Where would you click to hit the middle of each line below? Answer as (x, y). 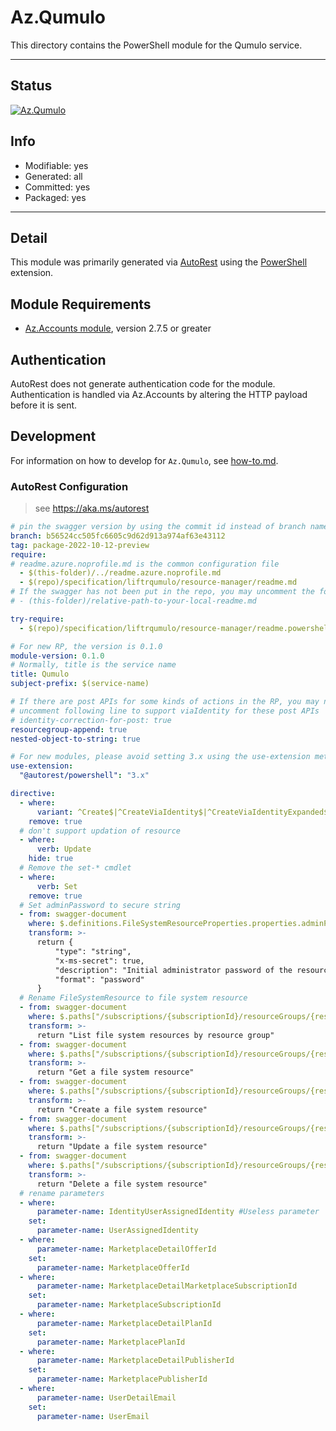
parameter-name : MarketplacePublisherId (122, 1379)
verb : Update (64, 849)
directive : (33, 794)
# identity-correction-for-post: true (91, 720)
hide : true (51, 859)
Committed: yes (57, 187)
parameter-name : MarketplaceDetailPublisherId (135, 1361)
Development (53, 436)
